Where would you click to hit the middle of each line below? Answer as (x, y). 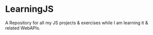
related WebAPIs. (23, 28)
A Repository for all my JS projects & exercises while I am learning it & (76, 23)
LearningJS (29, 9)
